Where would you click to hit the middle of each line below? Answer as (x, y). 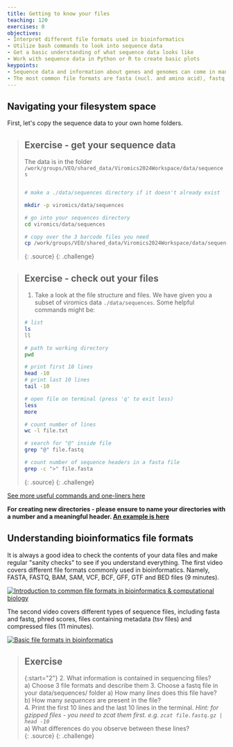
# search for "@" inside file (68, 443)
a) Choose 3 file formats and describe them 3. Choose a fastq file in (121, 686)
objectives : (24, 33)
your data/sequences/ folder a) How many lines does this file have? (120, 693)
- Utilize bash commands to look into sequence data (85, 46)
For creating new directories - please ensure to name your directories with (116, 509)
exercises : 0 (26, 26)
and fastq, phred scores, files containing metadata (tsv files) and (100, 618)
